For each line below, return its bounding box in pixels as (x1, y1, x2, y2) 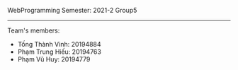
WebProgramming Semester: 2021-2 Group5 (7, 6, 137, 14)
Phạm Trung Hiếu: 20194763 (17, 47, 101, 56)
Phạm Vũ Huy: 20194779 (17, 55, 91, 63)
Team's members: (7, 26, 60, 35)
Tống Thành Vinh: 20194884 (17, 40, 101, 48)
